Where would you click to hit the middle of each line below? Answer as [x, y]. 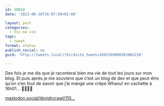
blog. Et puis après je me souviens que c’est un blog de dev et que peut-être [82, 78]
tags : [11, 37]
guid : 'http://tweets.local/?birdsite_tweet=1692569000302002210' [74, 55]
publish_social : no [25, 50]
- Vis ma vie [23, 32]
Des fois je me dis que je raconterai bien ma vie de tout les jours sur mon [79, 73]
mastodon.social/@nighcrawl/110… [40, 98]
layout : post [18, 23]
